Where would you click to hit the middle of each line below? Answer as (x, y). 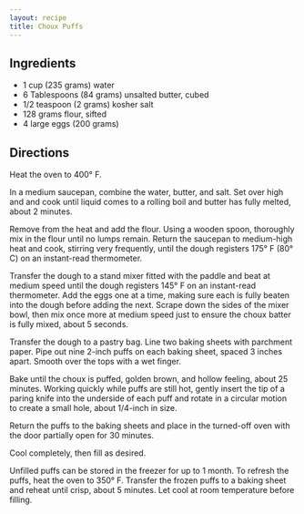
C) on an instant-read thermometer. (76, 258)
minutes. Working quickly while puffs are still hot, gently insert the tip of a (147, 389)
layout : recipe (38, 18)
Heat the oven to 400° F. (56, 175)
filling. (21, 500)
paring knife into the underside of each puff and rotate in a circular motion (148, 398)
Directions (40, 153)
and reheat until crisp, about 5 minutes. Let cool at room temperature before (152, 490)
